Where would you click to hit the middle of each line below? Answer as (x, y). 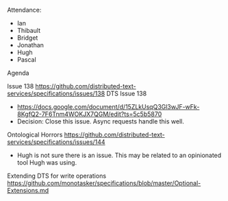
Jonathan (30, 45)
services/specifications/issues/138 (56, 93)
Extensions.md (28, 190)
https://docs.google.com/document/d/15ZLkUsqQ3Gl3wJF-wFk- (108, 107)
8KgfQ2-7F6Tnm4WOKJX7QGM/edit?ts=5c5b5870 (89, 114)
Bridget (27, 38)
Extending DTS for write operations (57, 176)
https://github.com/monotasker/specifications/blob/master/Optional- (104, 183)
